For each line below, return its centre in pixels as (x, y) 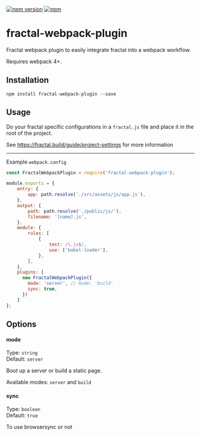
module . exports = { (31, 183)
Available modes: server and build (49, 382)
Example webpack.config (36, 162)
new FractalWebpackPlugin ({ (57, 278)
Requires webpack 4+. (34, 61)
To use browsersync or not (39, 427)
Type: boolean (23, 409)
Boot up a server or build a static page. (54, 371)
